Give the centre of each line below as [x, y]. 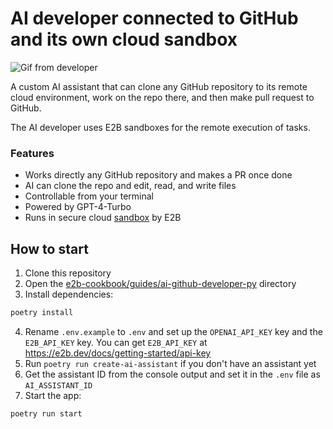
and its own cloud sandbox [124, 39]
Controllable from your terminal [89, 196]
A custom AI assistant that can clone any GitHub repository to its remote [159, 86]
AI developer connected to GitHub [154, 18]
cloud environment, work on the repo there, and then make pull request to [162, 97]
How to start [49, 248]
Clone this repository [68, 273]
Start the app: [53, 395]
